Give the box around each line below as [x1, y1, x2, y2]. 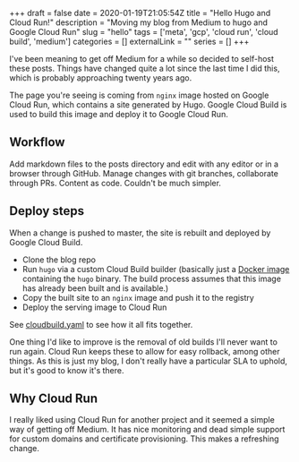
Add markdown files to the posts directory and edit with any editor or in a [9, 158, 279, 169]
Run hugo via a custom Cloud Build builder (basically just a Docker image [21, 263, 290, 274]
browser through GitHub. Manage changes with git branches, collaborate [9, 167, 279, 178]
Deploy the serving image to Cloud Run [21, 302, 167, 312]
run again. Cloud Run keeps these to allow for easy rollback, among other [9, 346, 280, 356]
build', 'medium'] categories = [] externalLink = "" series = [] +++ [9, 36, 250, 47]
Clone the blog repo [21, 254, 97, 265]
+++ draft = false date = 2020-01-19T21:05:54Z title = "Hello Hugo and [9, 8, 271, 18]
